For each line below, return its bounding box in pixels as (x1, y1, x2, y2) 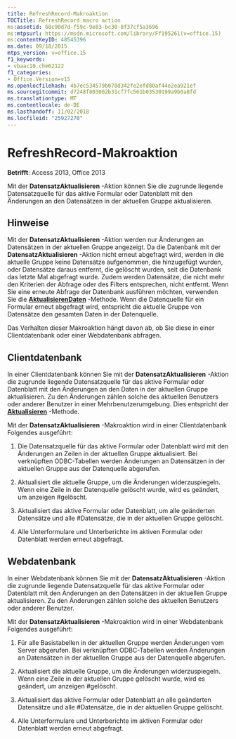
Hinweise (7, 217, 49, 229)
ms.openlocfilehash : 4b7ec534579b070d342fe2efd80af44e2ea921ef (7, 82, 197, 89)
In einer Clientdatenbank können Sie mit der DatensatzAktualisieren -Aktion (7, 370, 229, 379)
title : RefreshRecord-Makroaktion (7, 10, 109, 18)
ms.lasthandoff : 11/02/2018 (7, 108, 90, 115)
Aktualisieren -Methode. (7, 408, 79, 416)
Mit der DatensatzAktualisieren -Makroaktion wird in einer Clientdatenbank (7, 421, 227, 430)
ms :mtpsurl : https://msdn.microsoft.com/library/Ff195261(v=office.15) (7, 29, 221, 37)
